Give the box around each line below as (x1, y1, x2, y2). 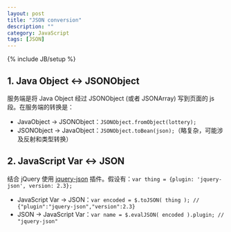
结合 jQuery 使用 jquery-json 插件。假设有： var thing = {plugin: (7, 175, 194, 183)
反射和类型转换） (23, 134, 73, 143)
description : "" (7, 23, 54, 30)
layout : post (7, 10, 45, 17)
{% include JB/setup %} (7, 55, 76, 63)
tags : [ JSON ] (7, 36, 45, 43)
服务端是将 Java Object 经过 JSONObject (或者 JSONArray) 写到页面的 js (7, 94, 215, 102)
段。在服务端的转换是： (7, 102, 74, 111)
